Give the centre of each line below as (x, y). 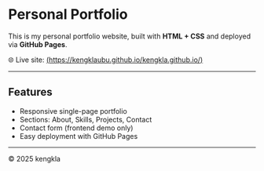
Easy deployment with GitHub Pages (79, 136)
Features (30, 92)
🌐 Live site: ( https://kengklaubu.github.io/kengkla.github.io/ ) (106, 60)
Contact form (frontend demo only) (76, 128)
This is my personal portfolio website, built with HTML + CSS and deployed (130, 36)
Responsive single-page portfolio (73, 111)
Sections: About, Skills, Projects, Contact (86, 119)
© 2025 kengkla (35, 158)
